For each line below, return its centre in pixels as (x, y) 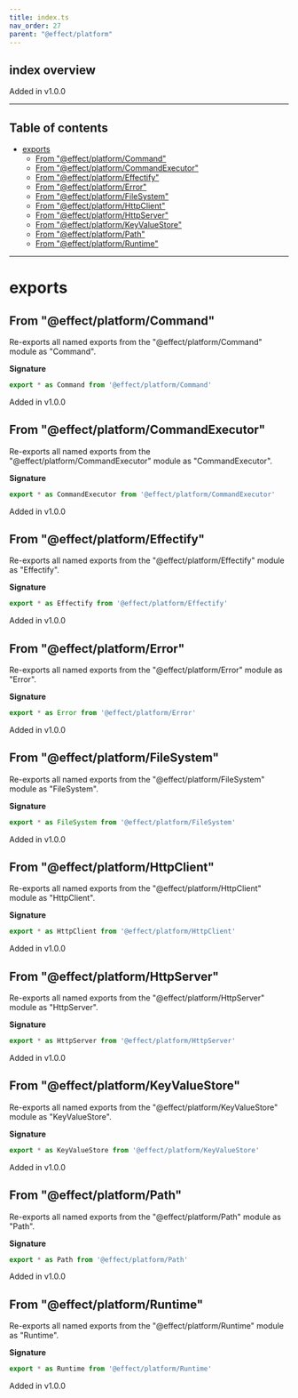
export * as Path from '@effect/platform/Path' (99, 1259)
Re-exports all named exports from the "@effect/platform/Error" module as (146, 670)
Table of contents (59, 128)
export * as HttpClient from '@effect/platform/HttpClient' (123, 932)
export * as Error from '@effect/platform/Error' (103, 713)
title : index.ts (39, 17)
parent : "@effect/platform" (61, 34)
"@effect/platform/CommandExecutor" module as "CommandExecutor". (141, 461)
